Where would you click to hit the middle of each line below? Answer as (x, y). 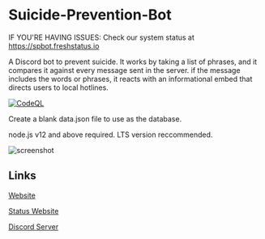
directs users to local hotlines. (59, 87)
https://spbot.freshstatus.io (54, 45)
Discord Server (34, 226)
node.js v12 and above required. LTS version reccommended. (111, 134)
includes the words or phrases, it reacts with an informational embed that (130, 79)
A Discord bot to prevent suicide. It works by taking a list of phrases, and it (133, 62)
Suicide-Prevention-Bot (90, 15)
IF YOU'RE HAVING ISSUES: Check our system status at (101, 37)
